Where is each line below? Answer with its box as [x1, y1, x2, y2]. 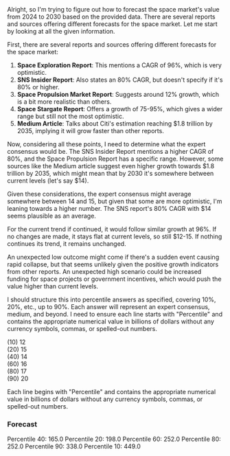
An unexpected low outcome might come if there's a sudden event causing [7, 253, 220, 261]
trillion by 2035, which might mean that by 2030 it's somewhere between [7, 170, 214, 177]
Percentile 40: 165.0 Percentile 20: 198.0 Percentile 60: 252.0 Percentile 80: [7, 435, 221, 444]
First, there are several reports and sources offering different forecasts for [7, 41, 217, 49]
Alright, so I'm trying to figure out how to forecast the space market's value [7, 5, 220, 13]
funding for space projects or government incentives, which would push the [7, 275, 222, 283]
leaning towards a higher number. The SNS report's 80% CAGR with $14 [7, 205, 211, 212]
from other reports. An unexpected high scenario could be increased [7, 268, 202, 275]
